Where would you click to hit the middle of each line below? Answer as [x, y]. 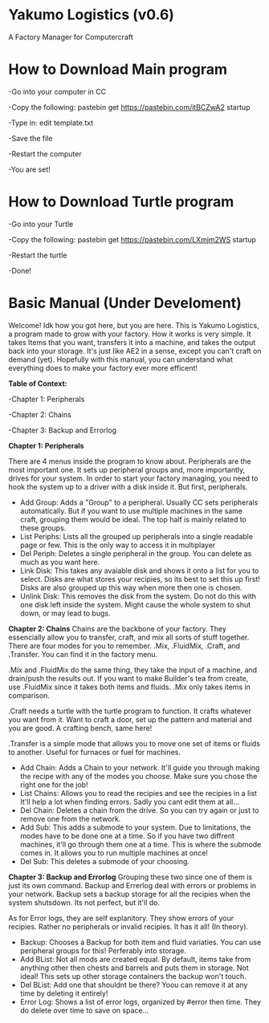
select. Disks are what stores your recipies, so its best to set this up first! [140, 578]
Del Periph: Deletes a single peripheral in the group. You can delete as [136, 553]
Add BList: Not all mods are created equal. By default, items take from [135, 959]
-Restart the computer [45, 153]
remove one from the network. [70, 818]
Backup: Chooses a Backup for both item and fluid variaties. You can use [141, 942]
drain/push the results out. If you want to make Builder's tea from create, [128, 678]
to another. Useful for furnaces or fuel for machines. [94, 752]
